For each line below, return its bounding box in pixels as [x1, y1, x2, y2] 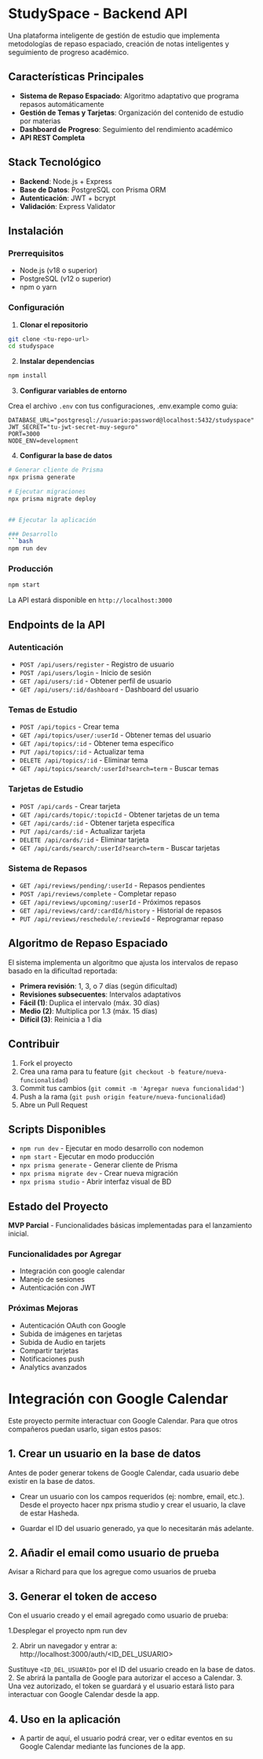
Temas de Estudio [8, 704, 78, 715]
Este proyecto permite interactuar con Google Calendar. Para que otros [8, 1416, 238, 1425]
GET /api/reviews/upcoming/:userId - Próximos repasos [19, 897, 202, 906]
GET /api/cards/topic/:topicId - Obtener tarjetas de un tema [19, 810, 220, 819]
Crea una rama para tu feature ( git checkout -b [19, 1067, 175, 1076]
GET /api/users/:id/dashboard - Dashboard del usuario [19, 685, 199, 694]
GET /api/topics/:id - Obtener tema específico [19, 739, 174, 748]
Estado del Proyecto [8, 1199, 108, 1213]
